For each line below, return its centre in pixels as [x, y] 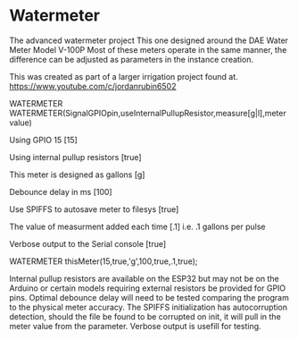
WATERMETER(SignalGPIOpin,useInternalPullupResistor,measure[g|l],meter [148, 113]
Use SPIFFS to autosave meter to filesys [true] [94, 209]
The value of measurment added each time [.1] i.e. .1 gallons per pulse [137, 226]
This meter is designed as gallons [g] [77, 174]
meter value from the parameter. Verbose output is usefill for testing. [135, 326]
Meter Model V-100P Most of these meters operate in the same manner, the [148, 49]
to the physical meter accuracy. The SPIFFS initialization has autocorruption [149, 307]
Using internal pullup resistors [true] [75, 157]
